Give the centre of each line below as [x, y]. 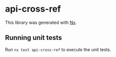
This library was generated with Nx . [41, 22]
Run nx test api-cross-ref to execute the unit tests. [58, 49]
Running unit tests [34, 38]
